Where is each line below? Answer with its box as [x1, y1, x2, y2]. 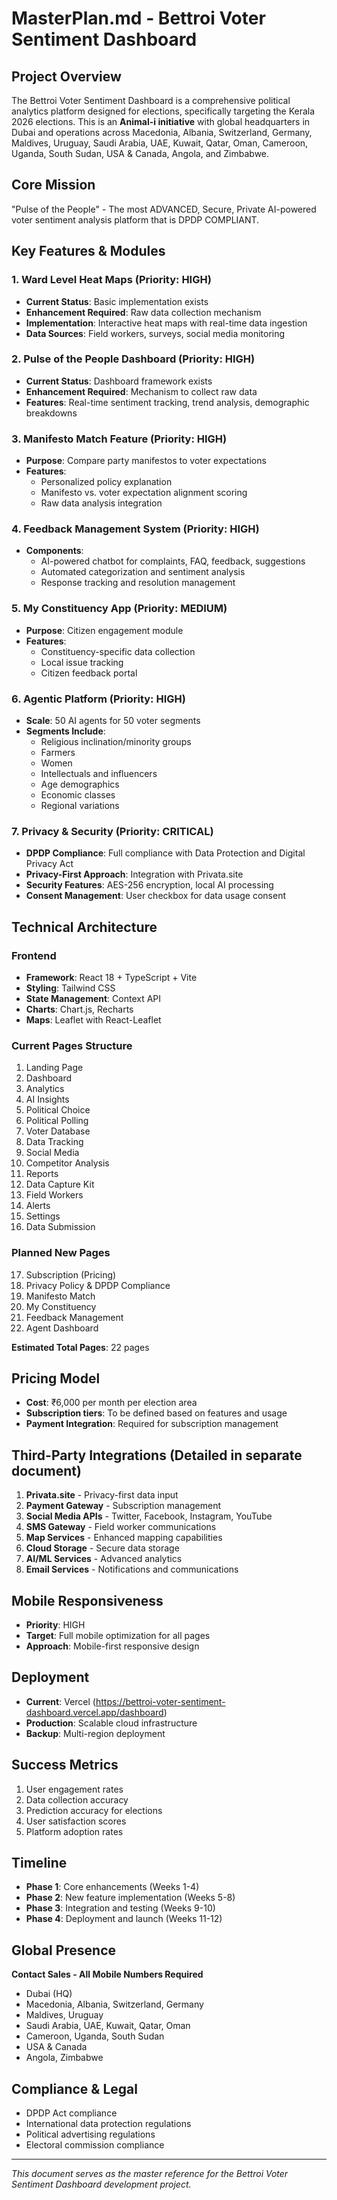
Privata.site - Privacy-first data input [25, 1489, 179, 1501]
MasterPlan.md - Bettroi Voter [11, 7, 266, 30]
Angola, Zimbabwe [25, 2052, 104, 2064]
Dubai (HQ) [25, 1988, 73, 2000]
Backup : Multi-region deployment [25, 1727, 166, 1739]
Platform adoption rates [25, 1825, 124, 1837]
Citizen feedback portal [40, 667, 138, 679]
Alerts [25, 1200, 51, 1212]
